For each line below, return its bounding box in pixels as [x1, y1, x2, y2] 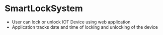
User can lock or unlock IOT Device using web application [11, 19, 131, 25]
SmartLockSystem [4, 3, 83, 14]
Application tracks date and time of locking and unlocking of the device [11, 24, 158, 30]
